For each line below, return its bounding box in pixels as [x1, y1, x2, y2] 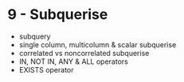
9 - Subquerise [7, 6, 108, 24]
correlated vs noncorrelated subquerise [18, 48, 150, 58]
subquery [18, 32, 51, 41]
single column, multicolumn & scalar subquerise [18, 39, 177, 49]
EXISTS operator [18, 65, 74, 74]
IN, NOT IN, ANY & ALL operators [18, 57, 128, 66]
